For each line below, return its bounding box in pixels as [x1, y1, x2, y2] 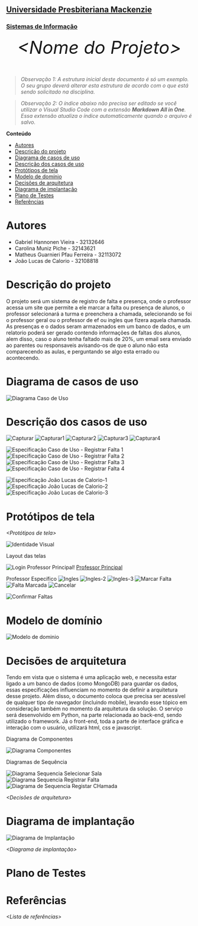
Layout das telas [6, 552, 46, 560]
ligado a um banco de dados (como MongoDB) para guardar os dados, [6, 680, 178, 687]
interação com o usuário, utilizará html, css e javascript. [6, 724, 142, 731]
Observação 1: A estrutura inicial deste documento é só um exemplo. [20, 75, 189, 82]
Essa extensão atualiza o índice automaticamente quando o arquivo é [20, 112, 192, 119]
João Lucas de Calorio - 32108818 [14, 257, 99, 264]
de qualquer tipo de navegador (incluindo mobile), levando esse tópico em [6, 699, 187, 706]
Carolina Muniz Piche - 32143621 [14, 245, 96, 252]
